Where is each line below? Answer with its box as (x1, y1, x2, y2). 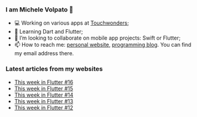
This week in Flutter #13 (14, 97, 74, 104)
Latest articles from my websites (5, 65, 103, 73)
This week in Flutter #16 (14, 78, 74, 86)
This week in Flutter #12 (14, 104, 74, 111)
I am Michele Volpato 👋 (5, 5, 74, 14)
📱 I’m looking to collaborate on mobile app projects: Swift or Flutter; (14, 34, 181, 41)
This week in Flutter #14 (14, 91, 74, 98)
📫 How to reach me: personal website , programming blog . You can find (14, 41, 192, 49)
